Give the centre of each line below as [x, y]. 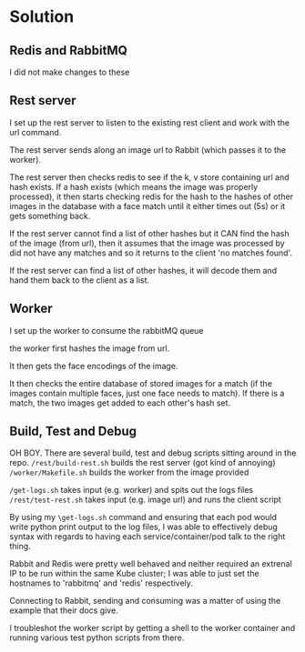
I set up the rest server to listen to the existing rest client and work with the [150, 122]
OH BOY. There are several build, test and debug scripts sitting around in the [153, 453]
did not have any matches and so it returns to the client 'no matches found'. [151, 253]
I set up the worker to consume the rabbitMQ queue [107, 330]
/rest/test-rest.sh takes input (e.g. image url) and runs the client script [146, 500]
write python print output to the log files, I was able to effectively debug [143, 527]
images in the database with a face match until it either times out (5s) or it [147, 206]
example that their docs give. [64, 610]
